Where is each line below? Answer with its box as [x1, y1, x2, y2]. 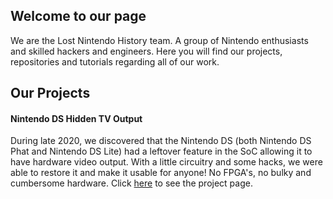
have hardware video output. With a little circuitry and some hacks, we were [10, 156, 323, 168]
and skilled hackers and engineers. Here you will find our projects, [10, 45, 283, 57]
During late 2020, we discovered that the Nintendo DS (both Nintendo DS [10, 135, 312, 147]
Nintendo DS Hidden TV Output [10, 112, 143, 124]
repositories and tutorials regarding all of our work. [10, 55, 220, 68]
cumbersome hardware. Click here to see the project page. [10, 177, 253, 189]
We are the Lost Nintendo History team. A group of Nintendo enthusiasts [10, 34, 309, 46]
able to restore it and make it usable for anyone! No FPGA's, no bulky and [10, 167, 312, 179]
